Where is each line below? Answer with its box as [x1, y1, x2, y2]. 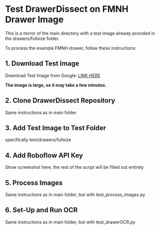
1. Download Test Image [5, 59, 80, 68]
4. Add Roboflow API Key [5, 151, 83, 159]
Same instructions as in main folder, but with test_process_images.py [5, 192, 145, 197]
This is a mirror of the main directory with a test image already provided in [5, 30, 155, 36]
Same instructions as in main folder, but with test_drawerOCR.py [5, 219, 135, 225]
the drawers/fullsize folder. [5, 36, 60, 41]
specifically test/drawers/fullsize [5, 137, 71, 143]
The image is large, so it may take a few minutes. [5, 82, 107, 88]
